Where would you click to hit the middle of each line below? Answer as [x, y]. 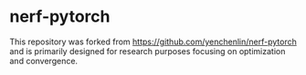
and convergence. [44, 61]
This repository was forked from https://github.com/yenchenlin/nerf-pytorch [153, 42]
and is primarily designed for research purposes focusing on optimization [148, 51]
